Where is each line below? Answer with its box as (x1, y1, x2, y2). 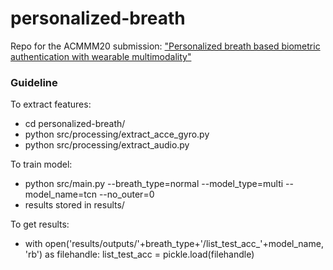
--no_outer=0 (98, 188, 155, 201)
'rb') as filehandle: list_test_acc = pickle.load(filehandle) (24, 248, 255, 261)
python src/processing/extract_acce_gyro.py (24, 128, 210, 141)
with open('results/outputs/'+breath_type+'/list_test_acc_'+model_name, (24, 238, 324, 250)
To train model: (10, 158, 73, 171)
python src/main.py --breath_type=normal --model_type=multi (24, 178, 284, 190)
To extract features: (10, 98, 92, 111)
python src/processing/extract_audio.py (24, 139, 190, 151)
